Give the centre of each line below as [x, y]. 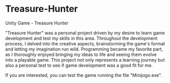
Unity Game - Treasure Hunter [37, 23]
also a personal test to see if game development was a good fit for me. [79, 65]
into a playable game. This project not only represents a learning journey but [85, 60]
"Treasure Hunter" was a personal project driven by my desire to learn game [85, 33]
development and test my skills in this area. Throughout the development [81, 38]
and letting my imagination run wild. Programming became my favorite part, [84, 49]
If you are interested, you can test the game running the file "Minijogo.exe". [84, 75]
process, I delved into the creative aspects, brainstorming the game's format [85, 43]
